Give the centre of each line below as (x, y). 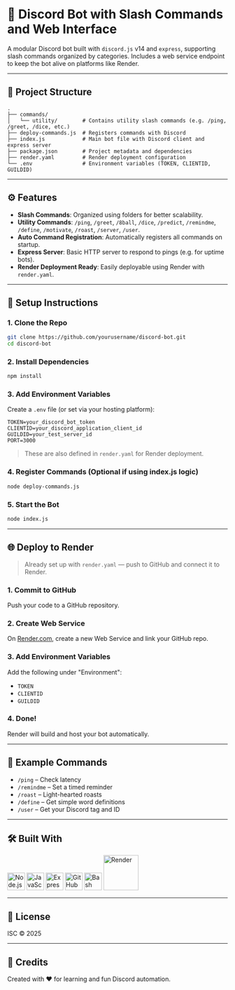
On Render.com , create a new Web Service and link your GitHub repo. (108, 639)
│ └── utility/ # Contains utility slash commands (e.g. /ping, (117, 121)
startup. (29, 244)
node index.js (28, 519)
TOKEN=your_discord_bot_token (51, 422)
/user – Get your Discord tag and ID (69, 809)
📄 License (29, 917)
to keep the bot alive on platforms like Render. (73, 63)
